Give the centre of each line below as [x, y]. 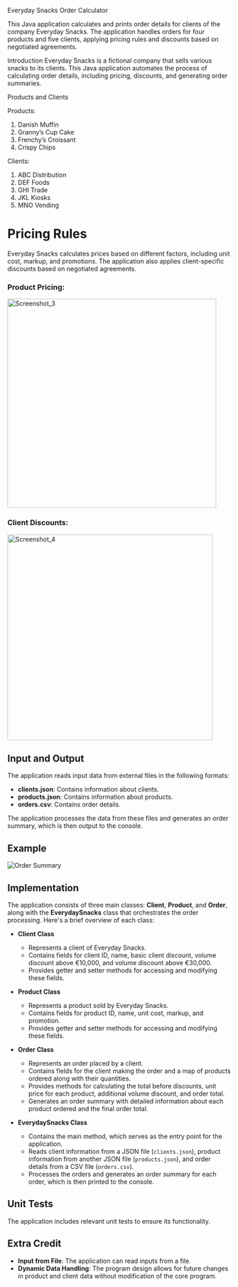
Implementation [43, 888]
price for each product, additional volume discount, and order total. [126, 1093]
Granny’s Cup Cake [46, 132]
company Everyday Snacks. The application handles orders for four [106, 32]
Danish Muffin [38, 125]
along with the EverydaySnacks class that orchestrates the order [103, 912]
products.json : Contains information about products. [95, 797]
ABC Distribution [42, 175]
